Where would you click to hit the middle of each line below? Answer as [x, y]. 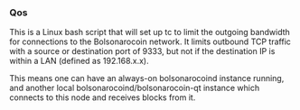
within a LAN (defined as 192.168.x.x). [79, 61]
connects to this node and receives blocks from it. [103, 97]
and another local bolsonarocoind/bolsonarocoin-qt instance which [135, 88]
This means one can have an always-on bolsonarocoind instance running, [147, 78]
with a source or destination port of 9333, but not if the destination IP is [142, 51]
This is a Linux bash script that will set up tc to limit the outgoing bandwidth [150, 32]
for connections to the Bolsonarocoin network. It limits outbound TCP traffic [150, 41]
